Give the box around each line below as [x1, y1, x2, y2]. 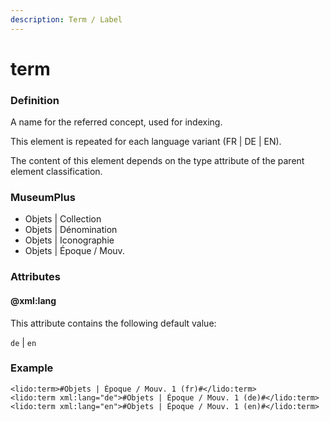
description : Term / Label [10, 14, 123, 25]
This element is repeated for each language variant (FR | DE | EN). [10, 136, 282, 148]
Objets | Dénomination [24, 224, 118, 236]
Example [10, 361, 54, 375]
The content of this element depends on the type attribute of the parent [10, 155, 305, 167]
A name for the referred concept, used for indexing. [10, 116, 223, 128]
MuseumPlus [10, 191, 76, 205]
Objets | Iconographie [24, 234, 115, 246]
